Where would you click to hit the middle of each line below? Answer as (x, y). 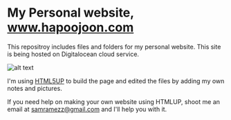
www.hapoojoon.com (71, 27)
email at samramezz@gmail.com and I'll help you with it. (87, 109)
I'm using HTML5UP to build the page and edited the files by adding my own (116, 80)
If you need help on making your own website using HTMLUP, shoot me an (113, 101)
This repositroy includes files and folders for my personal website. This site (114, 46)
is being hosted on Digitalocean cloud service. (73, 54)
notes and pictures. (35, 88)
